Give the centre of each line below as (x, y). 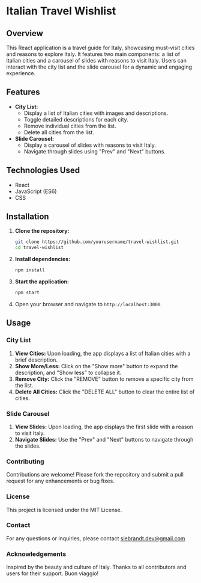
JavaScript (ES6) (36, 191)
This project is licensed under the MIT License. (64, 510)
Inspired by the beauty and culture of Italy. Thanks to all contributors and (96, 567)
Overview (25, 33)
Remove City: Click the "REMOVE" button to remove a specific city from (104, 379)
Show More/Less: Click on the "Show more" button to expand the (96, 366)
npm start (27, 293)
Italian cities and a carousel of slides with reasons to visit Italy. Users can (97, 60)
